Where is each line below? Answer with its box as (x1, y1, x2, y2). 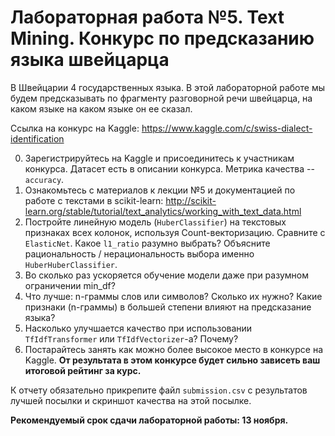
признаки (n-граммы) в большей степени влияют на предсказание (24, 301, 312, 313)
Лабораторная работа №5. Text (10, 6, 285, 29)
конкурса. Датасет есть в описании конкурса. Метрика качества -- (24, 162, 315, 175)
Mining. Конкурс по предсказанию (10, 27, 315, 50)
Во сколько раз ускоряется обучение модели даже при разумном (24, 269, 309, 281)
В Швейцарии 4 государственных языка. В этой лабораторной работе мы (10, 81, 325, 93)
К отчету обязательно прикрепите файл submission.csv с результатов (10, 384, 308, 396)
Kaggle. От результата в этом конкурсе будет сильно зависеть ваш (24, 354, 321, 366)
